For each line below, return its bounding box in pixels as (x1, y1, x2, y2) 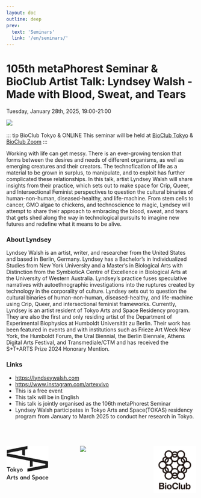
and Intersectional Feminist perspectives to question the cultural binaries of (6, 188, 194, 196)
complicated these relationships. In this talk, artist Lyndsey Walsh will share (6, 176, 193, 183)
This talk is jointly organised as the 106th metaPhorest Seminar (14, 400, 171, 407)
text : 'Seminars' (11, 29, 55, 35)
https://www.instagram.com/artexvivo (14, 380, 110, 388)
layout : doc (6, 10, 36, 16)
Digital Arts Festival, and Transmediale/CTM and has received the (6, 339, 169, 346)
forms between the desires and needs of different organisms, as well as (6, 156, 184, 164)
